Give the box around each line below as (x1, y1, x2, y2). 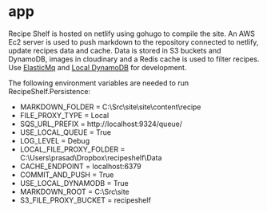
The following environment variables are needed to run (8, 78, 189, 88)
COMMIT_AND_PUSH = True (19, 170, 114, 179)
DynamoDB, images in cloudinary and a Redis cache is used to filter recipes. (8, 54, 260, 64)
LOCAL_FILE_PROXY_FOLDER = (19, 144, 126, 154)
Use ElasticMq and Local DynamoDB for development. (8, 62, 187, 72)
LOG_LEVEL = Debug (19, 136, 90, 145)
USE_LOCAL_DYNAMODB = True (19, 178, 130, 187)
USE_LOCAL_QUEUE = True (19, 127, 112, 137)
